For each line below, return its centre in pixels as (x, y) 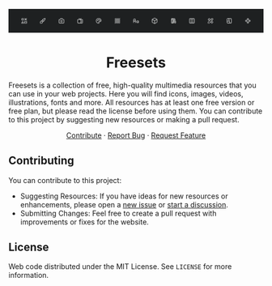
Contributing (41, 161)
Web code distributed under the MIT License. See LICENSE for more (120, 267)
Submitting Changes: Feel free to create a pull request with (118, 213)
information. (29, 275)
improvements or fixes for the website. (85, 222)
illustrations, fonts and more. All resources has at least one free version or (132, 102)
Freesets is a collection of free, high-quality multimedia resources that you (132, 85)
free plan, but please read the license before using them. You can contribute (136, 111)
